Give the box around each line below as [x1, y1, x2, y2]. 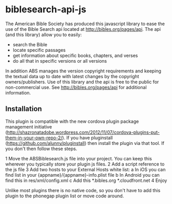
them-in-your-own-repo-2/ [5, 135, 63, 141]
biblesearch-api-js [5, 4, 86, 15]
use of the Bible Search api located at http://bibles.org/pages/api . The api [5, 26, 161, 32]
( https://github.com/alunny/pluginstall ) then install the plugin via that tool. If [5, 140, 164, 146]
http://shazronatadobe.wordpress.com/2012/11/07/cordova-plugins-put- [7, 129, 160, 135]
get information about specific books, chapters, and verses [12, 52, 138, 59]
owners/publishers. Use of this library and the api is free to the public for [5, 79, 159, 85]
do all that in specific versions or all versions [12, 58, 107, 64]
